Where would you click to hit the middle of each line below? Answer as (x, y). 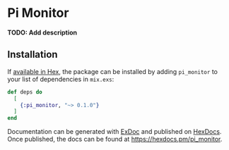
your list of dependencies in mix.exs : (61, 79)
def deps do (25, 92)
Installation (33, 55)
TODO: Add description (42, 32)
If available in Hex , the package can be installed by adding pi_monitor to (112, 71)
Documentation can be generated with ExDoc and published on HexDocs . (114, 132)
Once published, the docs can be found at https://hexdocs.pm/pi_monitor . (115, 139)
